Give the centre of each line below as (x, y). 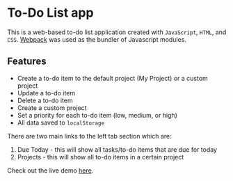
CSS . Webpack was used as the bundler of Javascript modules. (97, 39)
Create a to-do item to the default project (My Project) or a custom (113, 78)
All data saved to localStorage (61, 123)
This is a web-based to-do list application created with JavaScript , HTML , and (117, 32)
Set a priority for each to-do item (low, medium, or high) (97, 115)
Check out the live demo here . (50, 170)
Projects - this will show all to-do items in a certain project (101, 157)
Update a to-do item (46, 93)
